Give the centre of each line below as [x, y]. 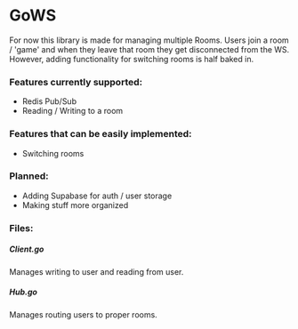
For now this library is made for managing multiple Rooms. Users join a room [149, 40]
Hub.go [24, 292]
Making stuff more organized [75, 205]
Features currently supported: [76, 82]
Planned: [29, 176]
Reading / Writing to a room [72, 111]
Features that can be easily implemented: [101, 134]
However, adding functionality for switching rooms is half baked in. [132, 59]
